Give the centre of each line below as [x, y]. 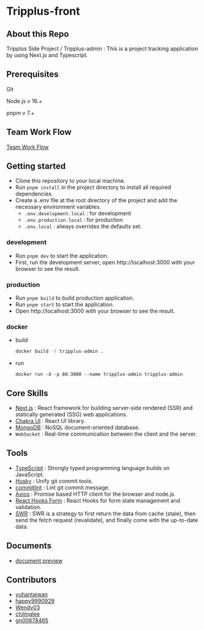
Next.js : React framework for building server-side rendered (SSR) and [104, 408]
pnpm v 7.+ [21, 113]
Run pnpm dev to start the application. [62, 256]
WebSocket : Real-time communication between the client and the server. [106, 434]
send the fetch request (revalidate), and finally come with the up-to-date [107, 520]
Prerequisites [32, 74]
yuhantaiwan [31, 594]
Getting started [36, 166]
